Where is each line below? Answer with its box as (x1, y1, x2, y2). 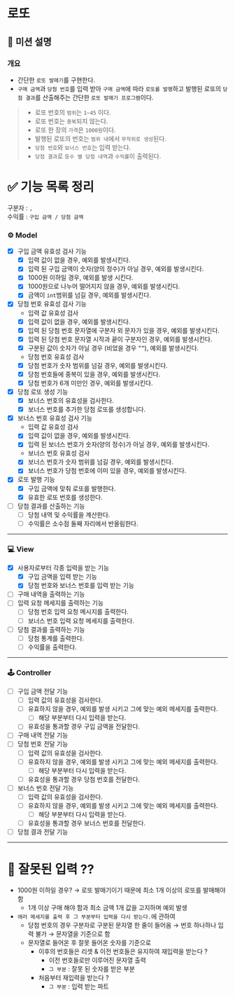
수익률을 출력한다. (27, 642, 77, 651)
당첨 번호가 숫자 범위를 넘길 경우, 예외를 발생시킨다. (27, 361, 168, 369)
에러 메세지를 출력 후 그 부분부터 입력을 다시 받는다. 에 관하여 (17, 912, 176, 921)
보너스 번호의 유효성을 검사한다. (27, 397, 114, 405)
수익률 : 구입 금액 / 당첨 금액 (7, 212, 84, 221)
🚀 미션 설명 (7, 36, 52, 48)
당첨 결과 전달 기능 (17, 827, 69, 837)
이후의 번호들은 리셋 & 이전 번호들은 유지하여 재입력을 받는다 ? (38, 947, 208, 956)
